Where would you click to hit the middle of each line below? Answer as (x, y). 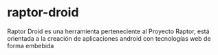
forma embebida (31, 45)
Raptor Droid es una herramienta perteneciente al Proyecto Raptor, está (108, 31)
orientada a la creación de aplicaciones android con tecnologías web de (109, 38)
